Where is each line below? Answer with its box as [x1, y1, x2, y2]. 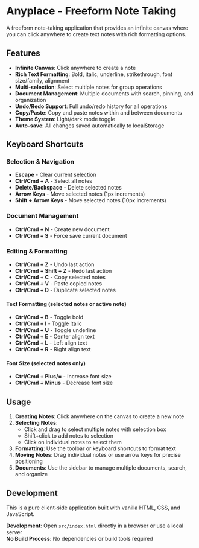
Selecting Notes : [14, 419, 58, 427]
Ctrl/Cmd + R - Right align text [14, 346, 92, 353]
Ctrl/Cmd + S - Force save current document [14, 232, 128, 239]
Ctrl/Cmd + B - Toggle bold [14, 314, 84, 321]
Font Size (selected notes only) [6, 359, 86, 366]
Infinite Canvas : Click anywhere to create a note [14, 64, 136, 71]
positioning [14, 457, 43, 465]
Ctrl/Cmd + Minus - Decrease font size [14, 379, 113, 387]
